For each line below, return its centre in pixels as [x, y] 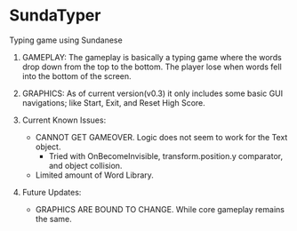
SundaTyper [55, 16]
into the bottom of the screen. [76, 76]
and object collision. [85, 165]
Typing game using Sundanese [66, 40]
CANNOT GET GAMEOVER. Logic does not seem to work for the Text [161, 137]
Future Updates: [52, 192]
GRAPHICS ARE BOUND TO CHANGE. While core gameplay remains [160, 209]
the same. [54, 219]
